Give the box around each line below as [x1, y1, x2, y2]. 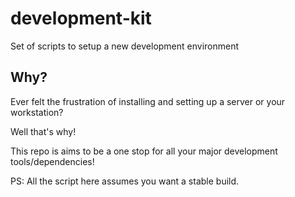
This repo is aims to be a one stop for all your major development [10, 145, 278, 157]
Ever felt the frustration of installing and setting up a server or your [10, 95, 286, 107]
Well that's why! [10, 125, 77, 137]
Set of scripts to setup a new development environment [10, 40, 240, 52]
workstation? [10, 106, 64, 118]
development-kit [10, 7, 152, 30]
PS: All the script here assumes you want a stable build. [10, 175, 240, 187]
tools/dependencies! [10, 155, 95, 167]
